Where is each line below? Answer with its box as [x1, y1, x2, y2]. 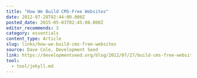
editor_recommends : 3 [6, 25, 59, 31]
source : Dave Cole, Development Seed [6, 47, 98, 53]
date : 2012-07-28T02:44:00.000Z [6, 14, 85, 20]
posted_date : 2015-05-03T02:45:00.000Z [6, 19, 104, 25]
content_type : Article [6, 36, 62, 42]
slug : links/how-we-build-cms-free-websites [6, 42, 117, 48]
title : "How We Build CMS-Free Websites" [6, 8, 109, 15]
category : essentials [6, 30, 59, 36]
